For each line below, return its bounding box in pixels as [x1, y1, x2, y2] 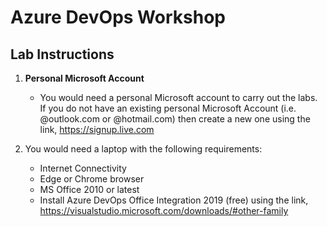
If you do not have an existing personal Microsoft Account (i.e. [39, 102, 297, 114]
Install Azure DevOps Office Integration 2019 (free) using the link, [39, 194, 309, 206]
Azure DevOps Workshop [10, 6, 226, 29]
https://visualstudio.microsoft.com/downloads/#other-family [39, 205, 289, 216]
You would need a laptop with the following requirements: [24, 143, 263, 155]
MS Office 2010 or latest [39, 184, 140, 195]
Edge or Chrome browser [39, 173, 145, 185]
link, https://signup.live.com [39, 124, 155, 135]
